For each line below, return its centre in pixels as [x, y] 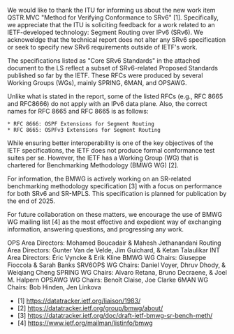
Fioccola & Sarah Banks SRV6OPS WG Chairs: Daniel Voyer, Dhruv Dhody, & [116, 265]
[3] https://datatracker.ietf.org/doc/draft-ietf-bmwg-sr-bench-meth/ [115, 316]
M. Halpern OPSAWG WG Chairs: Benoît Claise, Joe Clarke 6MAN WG [108, 280]
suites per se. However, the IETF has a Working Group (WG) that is [103, 158]
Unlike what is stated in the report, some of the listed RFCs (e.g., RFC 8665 [115, 96]
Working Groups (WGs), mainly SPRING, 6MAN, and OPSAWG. [97, 83]
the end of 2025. [31, 201]
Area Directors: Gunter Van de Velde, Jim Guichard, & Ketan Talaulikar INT [114, 250]
